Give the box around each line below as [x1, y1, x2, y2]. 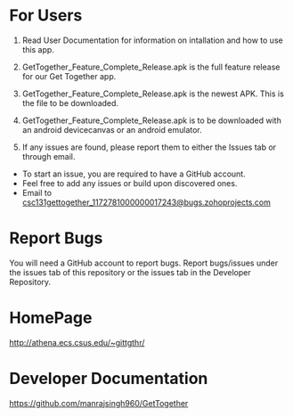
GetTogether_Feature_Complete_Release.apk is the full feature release [21, 61, 281, 72]
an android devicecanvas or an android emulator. [21, 124, 202, 135]
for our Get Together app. [21, 70, 117, 81]
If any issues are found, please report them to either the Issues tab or [21, 142, 277, 152]
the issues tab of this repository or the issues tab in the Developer [9, 266, 251, 277]
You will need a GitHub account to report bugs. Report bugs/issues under [9, 258, 279, 268]
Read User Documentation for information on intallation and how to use [21, 35, 283, 45]
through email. [21, 151, 76, 161]
